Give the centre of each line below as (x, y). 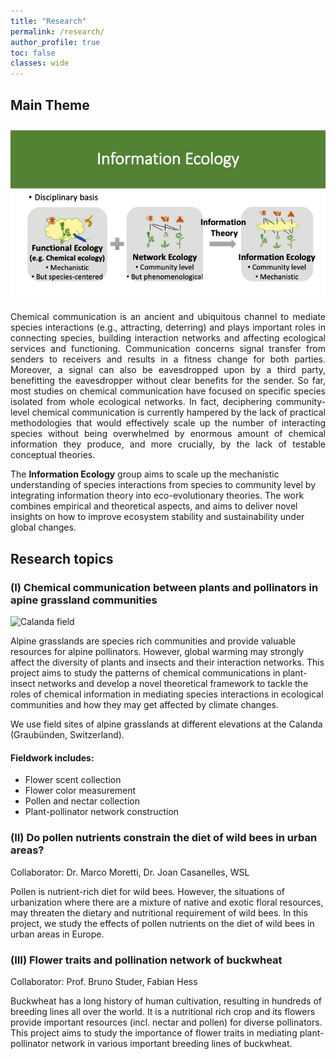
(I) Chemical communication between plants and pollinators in (164, 587)
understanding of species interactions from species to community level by (163, 485)
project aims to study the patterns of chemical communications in (145, 673)
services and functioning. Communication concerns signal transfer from (168, 349)
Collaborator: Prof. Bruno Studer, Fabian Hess (104, 981)
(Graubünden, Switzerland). (67, 735)
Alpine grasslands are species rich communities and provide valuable (153, 641)
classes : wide (40, 63)
